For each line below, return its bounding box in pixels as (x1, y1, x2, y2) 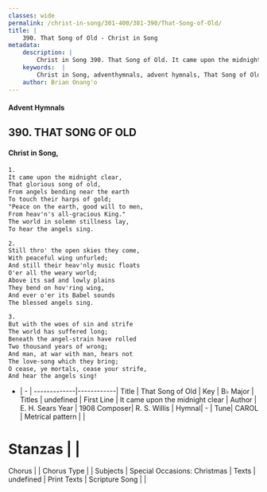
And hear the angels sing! (8, 372, 98, 381)
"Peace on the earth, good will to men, (8, 203, 145, 211)
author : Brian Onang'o (22, 78, 98, 86)
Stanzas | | (8, 439, 81, 458)
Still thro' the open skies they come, (8, 247, 141, 255)
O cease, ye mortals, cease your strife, (8, 365, 148, 373)
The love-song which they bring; (8, 357, 119, 365)
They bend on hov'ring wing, (8, 283, 105, 291)
